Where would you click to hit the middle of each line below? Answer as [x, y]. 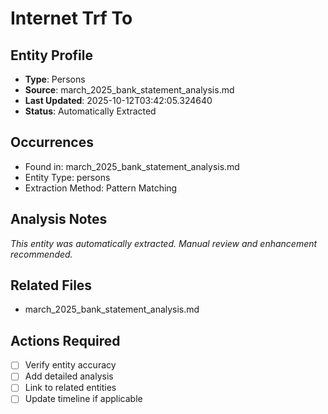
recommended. [41, 254]
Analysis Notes [59, 219]
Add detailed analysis [69, 376]
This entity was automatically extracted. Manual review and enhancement [164, 243]
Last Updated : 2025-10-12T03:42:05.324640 [118, 100]
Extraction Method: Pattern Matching [101, 188]
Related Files [51, 285]
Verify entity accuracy [70, 365]
